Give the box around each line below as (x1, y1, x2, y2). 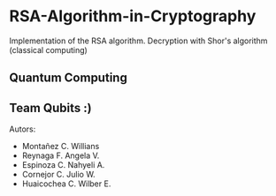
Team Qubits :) (9, 100, 92, 116)
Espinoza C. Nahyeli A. (21, 160, 105, 170)
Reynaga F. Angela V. (21, 150, 100, 161)
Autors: (9, 124, 36, 134)
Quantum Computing (9, 71, 128, 86)
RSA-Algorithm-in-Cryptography (9, 6, 257, 26)
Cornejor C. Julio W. (21, 170, 96, 180)
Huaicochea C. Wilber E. (21, 178, 111, 189)
